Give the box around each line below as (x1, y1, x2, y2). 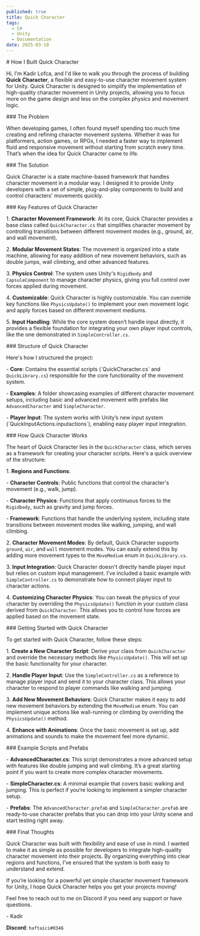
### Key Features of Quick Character (6, 203, 98, 210)
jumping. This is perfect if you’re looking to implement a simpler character (6, 786, 187, 793)
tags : (6, 20, 20, 26)
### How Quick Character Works (6, 431, 87, 439)
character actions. (6, 582, 51, 589)
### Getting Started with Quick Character (6, 624, 108, 632)
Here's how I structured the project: (6, 354, 93, 361)
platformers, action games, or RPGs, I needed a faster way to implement (6, 137, 183, 144)
